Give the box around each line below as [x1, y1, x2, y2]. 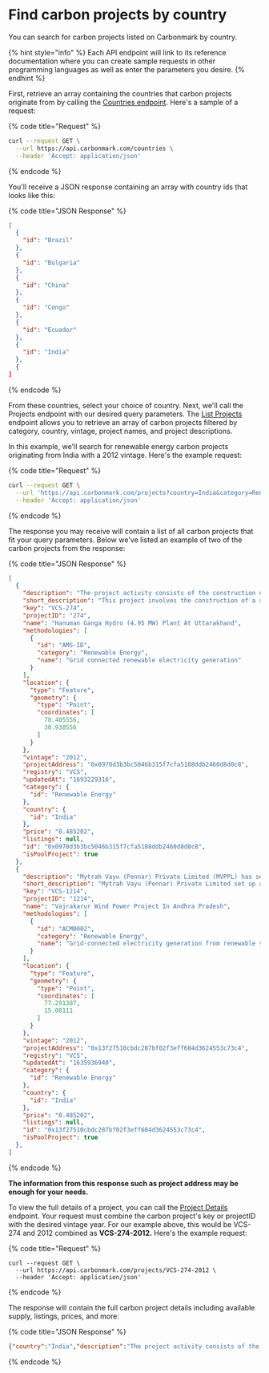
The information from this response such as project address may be [8, 1178, 239, 1188]
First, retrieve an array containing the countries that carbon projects [8, 88, 232, 98]
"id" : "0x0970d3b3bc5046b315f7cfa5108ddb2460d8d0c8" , [22, 843, 206, 851]
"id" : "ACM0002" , [37, 925, 94, 933]
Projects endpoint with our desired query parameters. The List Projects [8, 409, 243, 419]
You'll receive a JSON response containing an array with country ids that [8, 182, 248, 192]
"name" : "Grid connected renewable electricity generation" [37, 656, 242, 665]
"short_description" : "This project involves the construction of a [22, 597, 256, 605]
